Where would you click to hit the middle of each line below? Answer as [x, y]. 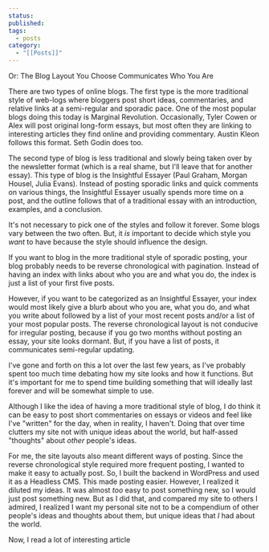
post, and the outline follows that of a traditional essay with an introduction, [133, 201]
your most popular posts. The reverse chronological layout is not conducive [133, 324]
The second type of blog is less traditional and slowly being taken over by [130, 158]
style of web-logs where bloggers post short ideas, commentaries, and [126, 100]
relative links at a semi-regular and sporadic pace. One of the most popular [132, 108]
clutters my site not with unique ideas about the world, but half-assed [123, 432]
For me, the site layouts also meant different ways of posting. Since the [126, 456]
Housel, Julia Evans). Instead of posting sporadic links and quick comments [133, 184]
